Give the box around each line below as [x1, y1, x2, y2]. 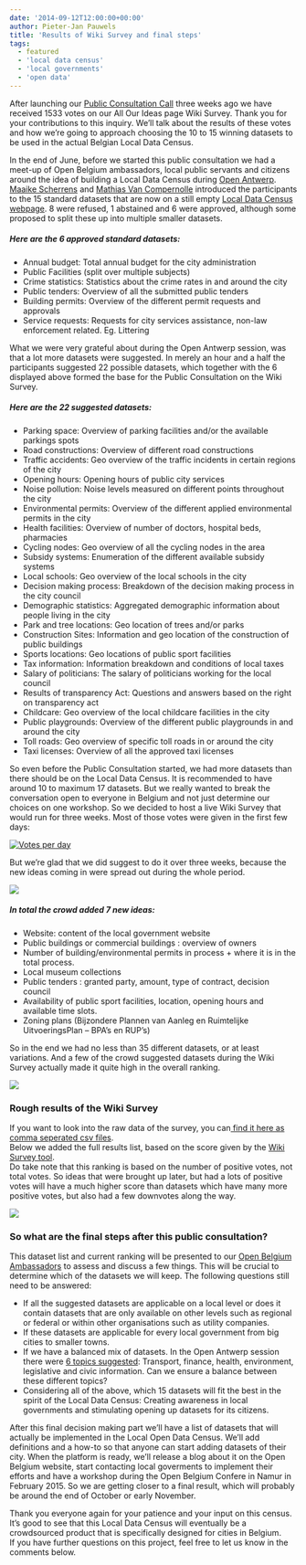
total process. [22, 957, 75, 968]
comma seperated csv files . [9, 1132, 114, 1143]
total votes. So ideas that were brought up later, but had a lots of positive [9, 1170, 283, 1181]
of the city [22, 463, 62, 475]
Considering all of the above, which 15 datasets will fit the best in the [22, 1385, 281, 1396]
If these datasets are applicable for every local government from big [22, 1327, 280, 1338]
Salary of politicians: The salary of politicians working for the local [22, 668, 272, 679]
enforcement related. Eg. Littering [22, 324, 150, 335]
